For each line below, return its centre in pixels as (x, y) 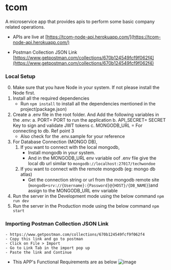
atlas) (26, 174)
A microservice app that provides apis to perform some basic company (80, 21)
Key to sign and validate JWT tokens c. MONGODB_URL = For (78, 126)
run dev (21, 201)
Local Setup (20, 76)
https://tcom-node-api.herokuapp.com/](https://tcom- (104, 37)
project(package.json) (44, 109)
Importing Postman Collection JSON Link (57, 224)
